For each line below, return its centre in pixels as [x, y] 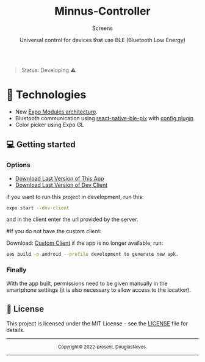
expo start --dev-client [38, 208]
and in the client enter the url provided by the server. [72, 219]
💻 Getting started [41, 145]
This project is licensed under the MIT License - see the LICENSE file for [97, 324]
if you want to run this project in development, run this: [75, 197]
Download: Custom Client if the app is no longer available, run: [85, 243]
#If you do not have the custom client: [54, 231]
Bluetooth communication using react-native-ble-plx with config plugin [104, 118]
